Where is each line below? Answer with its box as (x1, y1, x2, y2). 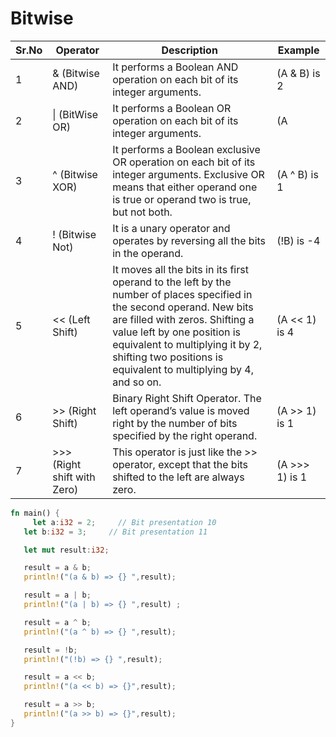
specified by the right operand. (112, 428, 258, 442)
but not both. (112, 205, 173, 219)
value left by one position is (112, 325, 242, 339)
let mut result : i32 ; (23, 545, 110, 555)
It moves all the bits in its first (112, 262, 249, 276)
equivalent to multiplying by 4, (112, 362, 254, 376)
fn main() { (10, 508, 60, 518)
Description (161, 43, 218, 57)
